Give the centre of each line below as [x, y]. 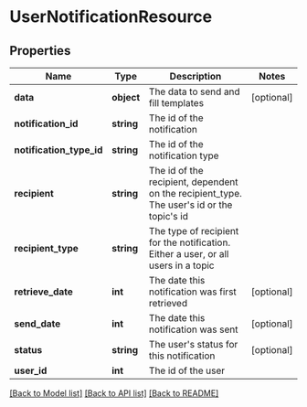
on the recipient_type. [196, 193]
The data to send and [195, 91]
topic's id [169, 216]
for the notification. [190, 242]
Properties [40, 51]
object [126, 97]
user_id [31, 370]
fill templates [176, 103]
